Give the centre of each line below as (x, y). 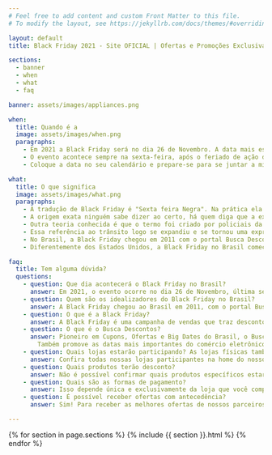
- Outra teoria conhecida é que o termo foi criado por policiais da (143, 224)
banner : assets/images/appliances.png (74, 105)
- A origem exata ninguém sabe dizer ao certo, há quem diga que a (139, 217)
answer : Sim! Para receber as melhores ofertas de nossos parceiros (148, 405)
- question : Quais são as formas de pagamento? (104, 382)
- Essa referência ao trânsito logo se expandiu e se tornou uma (136, 232)
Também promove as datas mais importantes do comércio (132, 345)
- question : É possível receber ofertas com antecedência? (125, 398)
